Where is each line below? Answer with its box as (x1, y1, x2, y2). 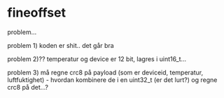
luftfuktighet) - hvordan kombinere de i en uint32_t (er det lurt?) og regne (7, 75, 218, 84)
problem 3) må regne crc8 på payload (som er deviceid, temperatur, (7, 68, 204, 76)
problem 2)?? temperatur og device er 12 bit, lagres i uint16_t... (7, 54, 187, 63)
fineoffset (7, 5, 66, 21)
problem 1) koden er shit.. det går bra (7, 41, 114, 49)
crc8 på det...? (7, 83, 49, 91)
